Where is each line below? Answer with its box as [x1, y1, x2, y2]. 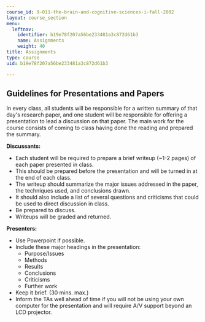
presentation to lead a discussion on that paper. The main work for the [6, 118, 184, 125]
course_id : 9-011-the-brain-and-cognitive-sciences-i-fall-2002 [6, 9, 174, 15]
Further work [24, 283, 58, 290]
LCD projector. [15, 309, 52, 316]
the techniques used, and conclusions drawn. [15, 187, 131, 194]
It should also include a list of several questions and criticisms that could [15, 194, 199, 201]
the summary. [6, 131, 41, 138]
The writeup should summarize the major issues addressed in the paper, [15, 180, 198, 188]
